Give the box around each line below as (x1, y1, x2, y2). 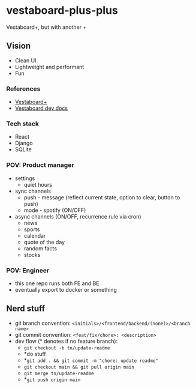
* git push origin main (23, 376, 81, 383)
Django (14, 139, 33, 147)
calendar (23, 232, 46, 239)
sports (23, 226, 40, 233)
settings (14, 175, 35, 182)
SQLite (14, 146, 32, 153)
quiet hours (23, 181, 53, 188)
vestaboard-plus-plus (6, 4, 118, 17)
